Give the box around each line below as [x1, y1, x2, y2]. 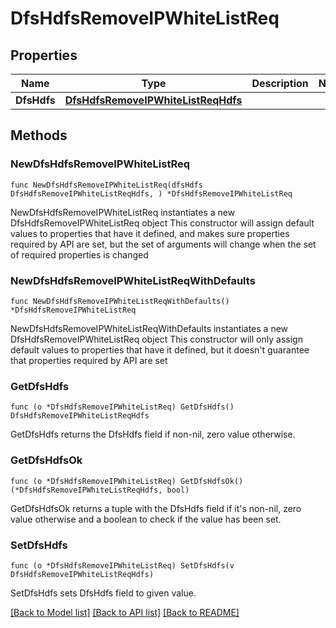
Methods [10, 127, 68, 144]
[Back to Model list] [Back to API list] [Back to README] [10, 606, 240, 618]
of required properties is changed [10, 248, 149, 261]
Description [251, 77, 309, 90]
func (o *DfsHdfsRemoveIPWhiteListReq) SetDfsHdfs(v [10, 560, 235, 571]
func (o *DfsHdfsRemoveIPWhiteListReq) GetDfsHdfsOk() [10, 476, 244, 486]
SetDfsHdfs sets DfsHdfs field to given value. [10, 587, 197, 599]
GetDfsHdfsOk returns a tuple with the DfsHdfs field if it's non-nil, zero [10, 502, 302, 514]
